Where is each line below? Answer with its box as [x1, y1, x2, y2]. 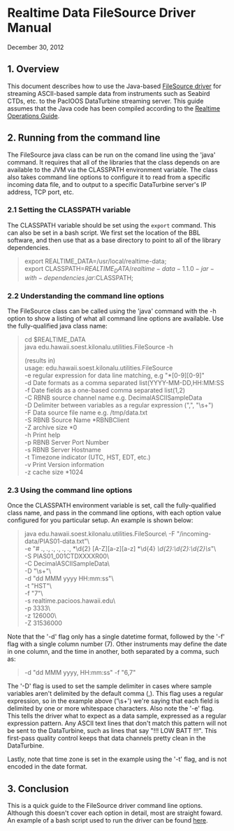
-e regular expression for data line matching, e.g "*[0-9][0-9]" [24, 371, 205, 379]
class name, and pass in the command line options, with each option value [7, 509, 221, 517]
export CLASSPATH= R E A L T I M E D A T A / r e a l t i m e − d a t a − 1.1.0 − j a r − [24, 264, 214, 274]
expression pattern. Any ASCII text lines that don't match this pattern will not [7, 719, 227, 727]
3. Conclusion [7, 783, 69, 795]
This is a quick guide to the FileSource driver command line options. [7, 802, 203, 810]
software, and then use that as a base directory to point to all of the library [7, 236, 221, 244]
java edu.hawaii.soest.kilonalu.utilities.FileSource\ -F [24, 530, 176, 538]
